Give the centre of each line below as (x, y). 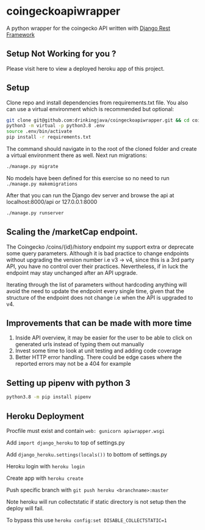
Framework (20, 34)
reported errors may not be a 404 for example (73, 364)
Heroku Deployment (45, 416)
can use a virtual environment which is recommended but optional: (90, 109)
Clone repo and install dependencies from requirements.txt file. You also (97, 103)
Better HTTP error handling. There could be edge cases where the (98, 357)
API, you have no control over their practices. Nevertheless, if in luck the (97, 266)
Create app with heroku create (45, 478)
